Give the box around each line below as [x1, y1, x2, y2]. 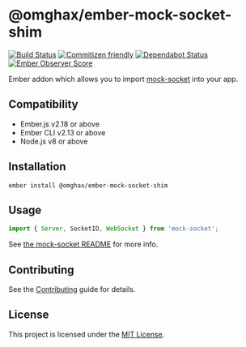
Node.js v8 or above [19, 136, 88, 146]
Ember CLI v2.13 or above [19, 127, 106, 137]
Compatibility [8, 97, 78, 111]
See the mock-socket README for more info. [8, 239, 159, 249]
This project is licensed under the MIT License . [8, 329, 165, 339]
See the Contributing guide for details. [8, 285, 136, 294]
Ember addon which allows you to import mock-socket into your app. [8, 74, 239, 84]
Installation [8, 160, 66, 173]
